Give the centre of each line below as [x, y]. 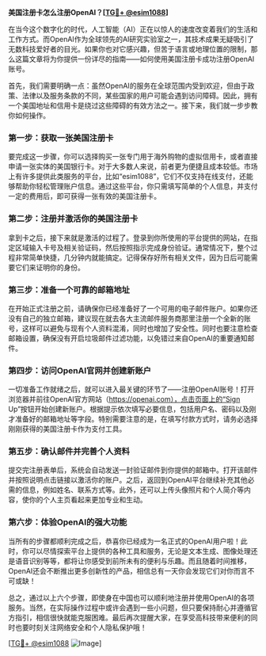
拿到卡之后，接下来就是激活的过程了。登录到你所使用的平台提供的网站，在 [129, 238]
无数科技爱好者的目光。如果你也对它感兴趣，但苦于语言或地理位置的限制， [129, 49]
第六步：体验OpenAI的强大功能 [68, 522]
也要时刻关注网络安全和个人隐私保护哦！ [81, 627]
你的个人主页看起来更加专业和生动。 [88, 500]
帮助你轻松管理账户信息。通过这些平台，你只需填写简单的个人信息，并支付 [136, 186]
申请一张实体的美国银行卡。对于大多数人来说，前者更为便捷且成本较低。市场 [133, 166]
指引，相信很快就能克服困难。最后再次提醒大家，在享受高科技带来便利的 [133, 617]
